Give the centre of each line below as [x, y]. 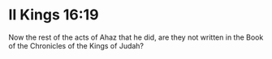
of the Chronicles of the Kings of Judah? [76, 45]
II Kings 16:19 [54, 15]
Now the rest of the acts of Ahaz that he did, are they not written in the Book [136, 37]
